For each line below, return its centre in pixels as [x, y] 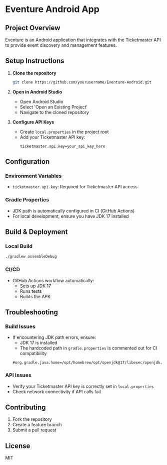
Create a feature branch [37, 425]
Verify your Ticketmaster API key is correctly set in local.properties [83, 386]
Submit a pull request [34, 430]
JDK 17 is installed [38, 343]
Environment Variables [33, 176]
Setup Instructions [35, 61]
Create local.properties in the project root [64, 132]
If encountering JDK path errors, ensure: [54, 337]
